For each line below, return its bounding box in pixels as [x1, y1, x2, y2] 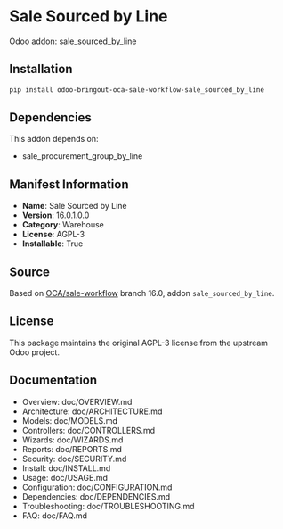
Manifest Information [9, 177, 129, 192]
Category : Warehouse [21, 219, 105, 230]
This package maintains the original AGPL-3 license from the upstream [9, 337, 269, 348]
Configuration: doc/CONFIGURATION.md [21, 482, 173, 492]
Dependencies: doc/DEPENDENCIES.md [21, 491, 171, 501]
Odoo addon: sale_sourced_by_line [9, 36, 137, 46]
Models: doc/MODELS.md [21, 415, 117, 426]
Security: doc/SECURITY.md [21, 453, 127, 464]
